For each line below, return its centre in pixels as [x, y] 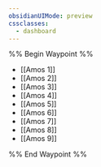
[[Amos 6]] [38, 113]
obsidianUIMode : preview [50, 16]
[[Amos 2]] [38, 79]
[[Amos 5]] [38, 104]
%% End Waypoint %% [48, 154]
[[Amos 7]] [38, 122]
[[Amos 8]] [38, 130]
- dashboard [36, 31]
